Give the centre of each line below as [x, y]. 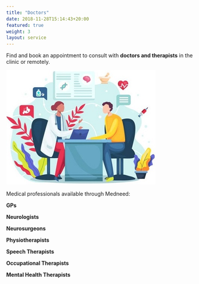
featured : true [25, 25]
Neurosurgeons [26, 229]
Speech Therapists [30, 252]
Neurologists [23, 217]
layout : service [26, 38]
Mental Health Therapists [38, 275]
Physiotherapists [28, 240]
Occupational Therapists [38, 263]
